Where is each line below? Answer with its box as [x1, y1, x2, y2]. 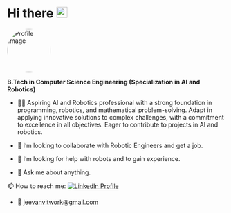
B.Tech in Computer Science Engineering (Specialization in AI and [7, 77, 201, 86]
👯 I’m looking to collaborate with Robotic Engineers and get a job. [17, 141, 203, 149]
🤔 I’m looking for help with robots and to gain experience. [17, 154, 181, 163]
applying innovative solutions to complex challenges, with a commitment [17, 113, 225, 121]
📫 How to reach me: [7, 182, 66, 190]
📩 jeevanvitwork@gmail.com [17, 198, 99, 206]
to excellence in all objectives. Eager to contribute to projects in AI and [17, 120, 219, 129]
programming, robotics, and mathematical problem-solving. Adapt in [17, 106, 213, 114]
